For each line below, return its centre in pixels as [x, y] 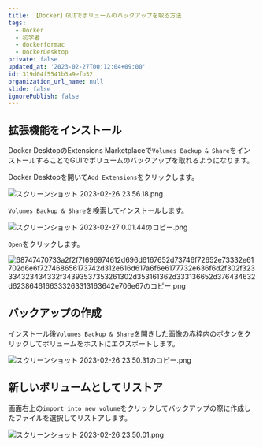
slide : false [30, 89]
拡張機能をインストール [65, 130]
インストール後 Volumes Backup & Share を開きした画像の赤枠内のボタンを [126, 333]
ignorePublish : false [44, 96]
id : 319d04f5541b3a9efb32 [50, 74]
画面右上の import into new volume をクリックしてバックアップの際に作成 [126, 408]
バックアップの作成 [55, 313]
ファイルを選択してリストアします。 [73, 418]
